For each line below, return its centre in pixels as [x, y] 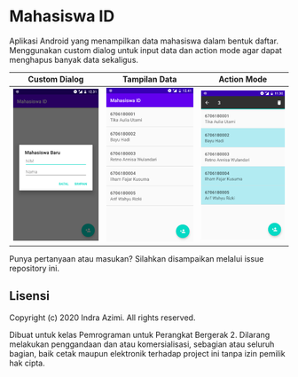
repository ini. [35, 268]
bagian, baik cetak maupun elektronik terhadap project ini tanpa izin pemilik [147, 353]
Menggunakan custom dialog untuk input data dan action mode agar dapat [145, 50]
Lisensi [30, 296]
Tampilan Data [150, 79]
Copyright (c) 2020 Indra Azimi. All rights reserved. [102, 318]
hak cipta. [27, 363]
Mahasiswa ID [62, 16]
